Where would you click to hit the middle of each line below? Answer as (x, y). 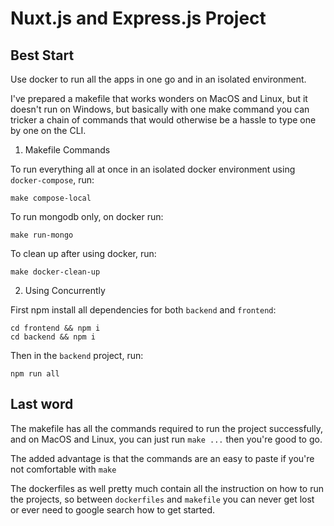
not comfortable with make (63, 469)
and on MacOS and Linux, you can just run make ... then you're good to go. (166, 439)
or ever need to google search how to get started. (113, 509)
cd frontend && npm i (55, 328)
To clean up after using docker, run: (83, 253)
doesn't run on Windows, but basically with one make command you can (160, 109)
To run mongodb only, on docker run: (87, 216)
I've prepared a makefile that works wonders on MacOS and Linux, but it (159, 98)
